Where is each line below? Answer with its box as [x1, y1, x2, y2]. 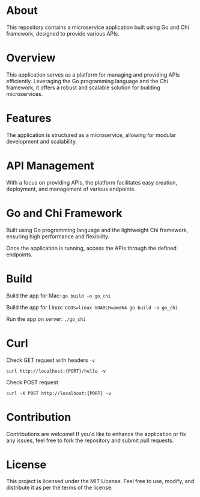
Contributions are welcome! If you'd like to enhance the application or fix [6, 430, 186, 437]
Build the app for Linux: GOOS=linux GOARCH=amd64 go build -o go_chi [6, 303, 178, 311]
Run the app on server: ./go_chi [6, 315, 86, 323]
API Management [6, 159, 94, 173]
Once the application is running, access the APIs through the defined [6, 244, 177, 252]
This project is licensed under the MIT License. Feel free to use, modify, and [6, 478, 195, 485]
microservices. [6, 90, 43, 97]
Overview [6, 51, 56, 65]
